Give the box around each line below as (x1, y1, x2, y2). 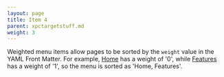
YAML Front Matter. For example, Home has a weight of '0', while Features (7, 55, 217, 63)
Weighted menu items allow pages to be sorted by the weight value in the (7, 48, 214, 56)
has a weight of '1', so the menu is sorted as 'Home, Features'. (7, 62, 183, 70)
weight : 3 (7, 29, 36, 36)
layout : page (7, 10, 45, 17)
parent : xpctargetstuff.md (7, 22, 85, 29)
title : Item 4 (7, 16, 48, 23)
